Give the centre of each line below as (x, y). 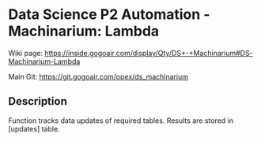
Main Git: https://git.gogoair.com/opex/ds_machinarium (98, 76)
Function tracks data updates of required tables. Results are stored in (121, 121)
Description (38, 101)
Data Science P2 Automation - (109, 15)
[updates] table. (34, 128)
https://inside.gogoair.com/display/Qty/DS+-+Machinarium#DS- (149, 53)
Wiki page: (26, 53)
